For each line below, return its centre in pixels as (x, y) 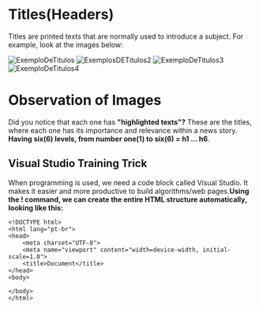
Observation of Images (85, 101)
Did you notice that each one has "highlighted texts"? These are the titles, (130, 122)
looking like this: (36, 207)
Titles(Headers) (61, 15)
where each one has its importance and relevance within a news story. (123, 130)
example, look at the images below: (66, 44)
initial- (217, 250)
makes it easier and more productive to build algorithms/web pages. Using (129, 191)
